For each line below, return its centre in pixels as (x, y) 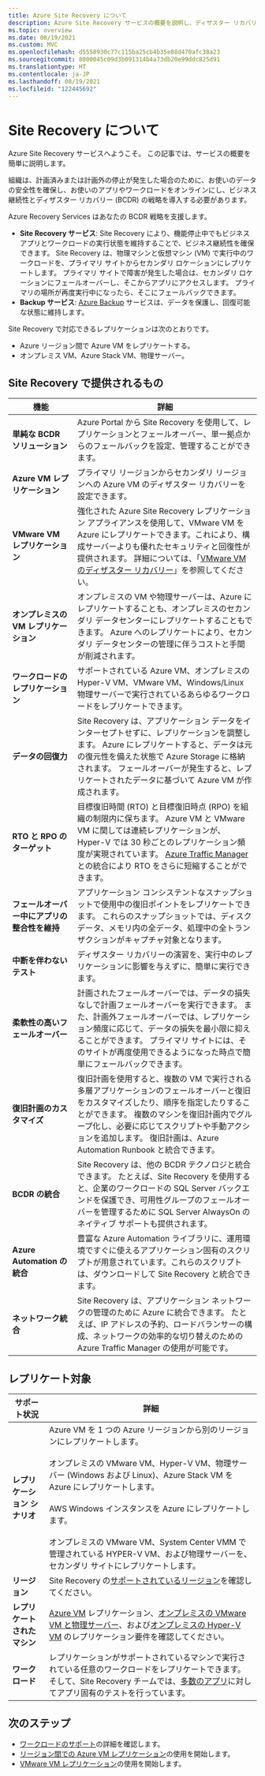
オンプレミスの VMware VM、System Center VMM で (147, 1542)
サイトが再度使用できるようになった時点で (164, 1052)
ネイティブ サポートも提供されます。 (145, 1224)
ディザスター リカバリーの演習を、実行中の (157, 955)
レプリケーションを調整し (203, 733)
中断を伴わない (40, 961)
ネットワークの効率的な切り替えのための (168, 1336)
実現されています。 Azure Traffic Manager (170, 854)
